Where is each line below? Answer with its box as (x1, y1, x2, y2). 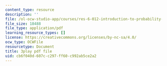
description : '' (5, 12, 39, 17)
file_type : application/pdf (5, 26, 64, 31)
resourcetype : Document (5, 44, 55, 49)
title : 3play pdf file (5, 49, 52, 54)
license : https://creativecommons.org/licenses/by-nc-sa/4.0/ (5, 35, 137, 40)
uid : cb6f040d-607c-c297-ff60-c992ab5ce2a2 (5, 53, 97, 59)
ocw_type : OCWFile (5, 40, 43, 45)
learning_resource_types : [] (5, 30, 66, 35)
